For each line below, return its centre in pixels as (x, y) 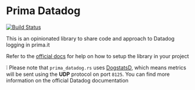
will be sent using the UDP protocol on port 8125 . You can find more (88, 74)
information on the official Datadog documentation (67, 80)
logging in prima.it (28, 45)
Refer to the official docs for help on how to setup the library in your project (98, 56)
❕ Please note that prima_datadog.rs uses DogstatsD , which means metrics (96, 67)
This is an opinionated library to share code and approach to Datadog (90, 38)
